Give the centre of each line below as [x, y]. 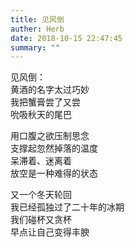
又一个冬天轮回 [41, 195]
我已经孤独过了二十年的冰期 [67, 207]
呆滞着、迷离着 [41, 161]
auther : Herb [37, 29]
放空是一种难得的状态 [54, 173]
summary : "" [35, 47]
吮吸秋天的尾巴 [41, 115]
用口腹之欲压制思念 [50, 136]
